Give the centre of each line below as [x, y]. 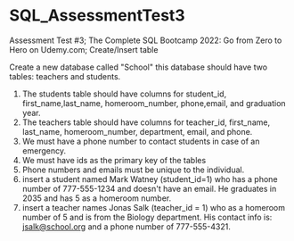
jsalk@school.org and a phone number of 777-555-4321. [127, 226]
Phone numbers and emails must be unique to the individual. [133, 170]
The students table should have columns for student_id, [124, 94]
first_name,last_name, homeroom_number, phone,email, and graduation [154, 103]
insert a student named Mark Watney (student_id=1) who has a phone [150, 179]
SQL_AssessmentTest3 [97, 16]
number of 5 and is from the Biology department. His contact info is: [147, 217]
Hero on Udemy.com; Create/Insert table [84, 49]
